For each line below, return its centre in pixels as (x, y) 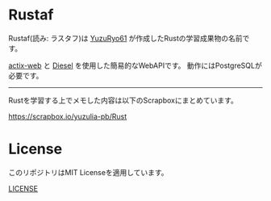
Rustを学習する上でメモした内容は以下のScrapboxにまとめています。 (123, 100)
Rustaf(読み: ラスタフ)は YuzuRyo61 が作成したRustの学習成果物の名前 (126, 38)
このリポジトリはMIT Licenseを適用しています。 (88, 172)
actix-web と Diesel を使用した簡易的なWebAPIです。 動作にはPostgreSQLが (135, 65)
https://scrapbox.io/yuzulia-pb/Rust (68, 116)
